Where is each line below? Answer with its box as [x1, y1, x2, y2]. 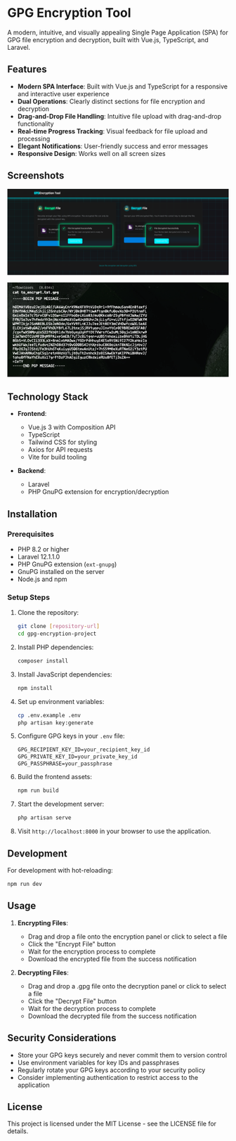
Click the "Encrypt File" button [27, 939, 116, 948]
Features [7, 63, 47, 75]
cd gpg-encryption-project [17, 630, 97, 637]
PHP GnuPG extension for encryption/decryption [27, 488, 169, 496]
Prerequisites [7, 529, 54, 539]
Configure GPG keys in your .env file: [17, 732, 125, 741]
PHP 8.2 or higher [17, 545, 70, 553]
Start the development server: [17, 800, 105, 809]
